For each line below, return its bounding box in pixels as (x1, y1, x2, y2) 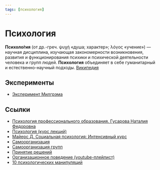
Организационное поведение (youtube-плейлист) (12, 155, 115, 160)
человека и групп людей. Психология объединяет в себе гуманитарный (5, 59, 156, 65)
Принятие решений (12, 149, 52, 155)
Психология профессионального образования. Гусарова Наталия (12, 118, 148, 124)
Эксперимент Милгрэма (12, 92, 63, 97)
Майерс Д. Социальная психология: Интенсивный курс (12, 134, 127, 139)
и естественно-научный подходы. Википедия (5, 64, 99, 70)
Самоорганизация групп (12, 144, 63, 150)
